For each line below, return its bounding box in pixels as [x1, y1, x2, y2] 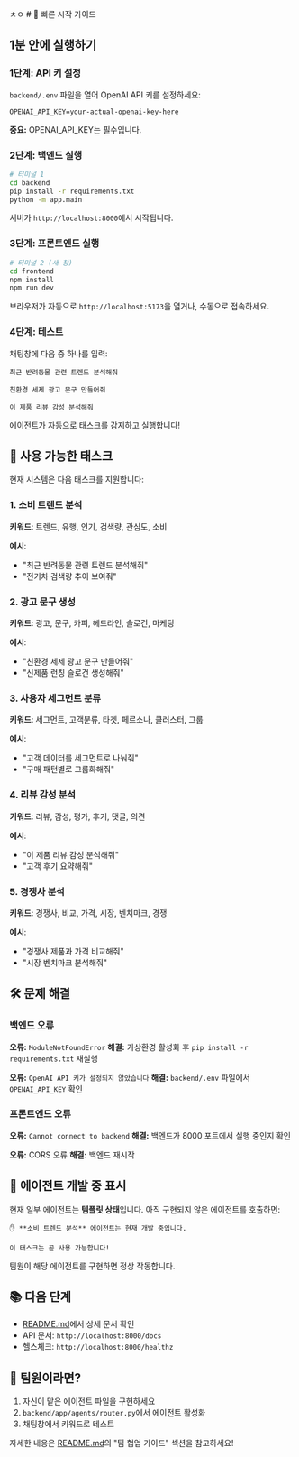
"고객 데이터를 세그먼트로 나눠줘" [22, 752, 139, 763]
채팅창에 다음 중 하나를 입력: [9, 347, 108, 359]
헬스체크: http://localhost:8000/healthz [22, 1342, 174, 1352]
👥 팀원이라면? [9, 1370, 82, 1386]
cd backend [9, 178, 50, 188]
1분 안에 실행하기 [9, 38, 97, 53]
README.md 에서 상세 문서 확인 [22, 1319, 135, 1330]
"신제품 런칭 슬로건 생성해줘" [22, 667, 124, 678]
